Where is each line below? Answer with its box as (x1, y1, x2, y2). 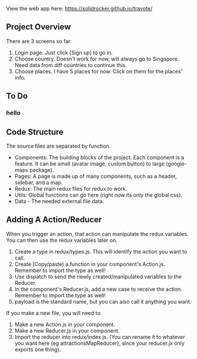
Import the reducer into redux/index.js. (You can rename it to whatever (14, 333, 185, 340)
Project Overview (6, 22, 71, 32)
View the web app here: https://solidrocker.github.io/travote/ (6, 5, 153, 12)
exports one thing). (14, 345, 61, 353)
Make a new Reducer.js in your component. (14, 327, 120, 334)
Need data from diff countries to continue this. (14, 61, 128, 68)
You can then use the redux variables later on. (6, 237, 118, 244)
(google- (165, 160, 187, 167)
